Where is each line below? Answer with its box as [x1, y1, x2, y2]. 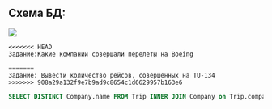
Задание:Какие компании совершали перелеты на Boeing [8, 50, 194, 58]
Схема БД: [8, 6, 66, 20]
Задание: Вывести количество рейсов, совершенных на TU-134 [8, 71, 216, 79]
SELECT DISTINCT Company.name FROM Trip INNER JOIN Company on [8, 92, 227, 100]
